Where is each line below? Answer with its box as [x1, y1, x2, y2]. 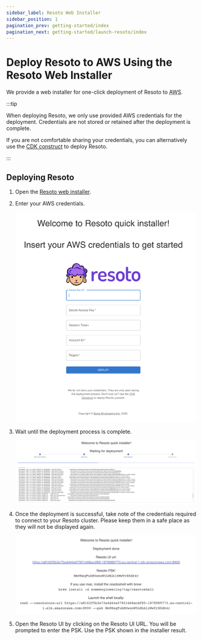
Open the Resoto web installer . [14, 188, 92, 195]
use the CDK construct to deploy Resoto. [6, 143, 108, 150]
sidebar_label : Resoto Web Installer [6, 10, 101, 16]
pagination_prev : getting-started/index [6, 22, 110, 28]
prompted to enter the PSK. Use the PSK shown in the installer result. [14, 627, 187, 634]
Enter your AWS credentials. [14, 200, 86, 207]
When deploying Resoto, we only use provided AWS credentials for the [6, 112, 182, 119]
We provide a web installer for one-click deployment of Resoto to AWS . [6, 88, 183, 96]
